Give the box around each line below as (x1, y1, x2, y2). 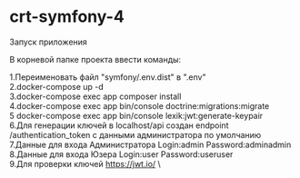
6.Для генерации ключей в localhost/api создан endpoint (9, 120, 229, 131)
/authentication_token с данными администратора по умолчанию (9, 129, 262, 140)
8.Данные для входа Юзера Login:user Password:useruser (9, 148, 234, 160)
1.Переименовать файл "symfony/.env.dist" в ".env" (9, 71, 206, 83)
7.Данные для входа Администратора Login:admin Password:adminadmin (9, 139, 292, 150)
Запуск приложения (9, 36, 88, 47)
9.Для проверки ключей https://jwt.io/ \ (9, 158, 161, 169)
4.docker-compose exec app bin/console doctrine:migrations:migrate (9, 100, 270, 111)
